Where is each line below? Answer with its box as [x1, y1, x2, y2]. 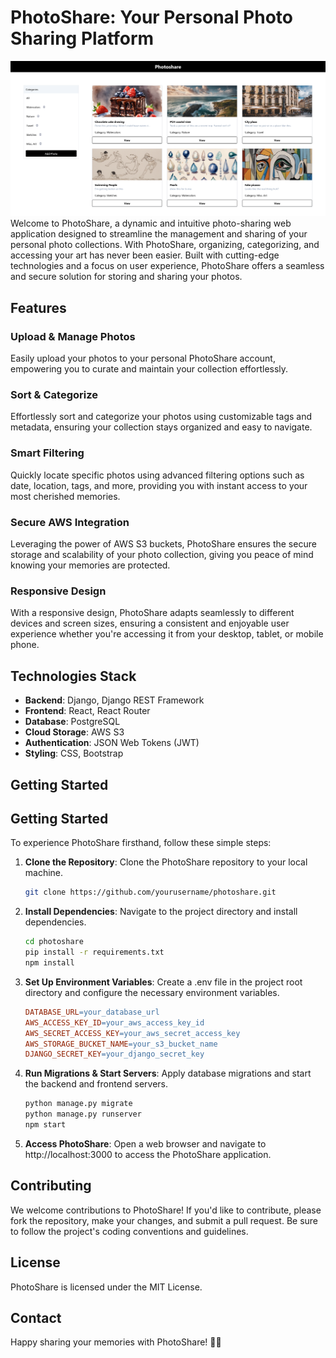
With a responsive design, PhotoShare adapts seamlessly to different [10, 607, 295, 619]
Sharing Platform [10, 27, 155, 50]
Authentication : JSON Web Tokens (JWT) [24, 737, 200, 749]
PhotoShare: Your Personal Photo [10, 6, 293, 29]
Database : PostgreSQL [24, 716, 121, 728]
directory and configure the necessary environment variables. [24, 986, 280, 998]
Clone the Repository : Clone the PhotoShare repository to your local [24, 856, 308, 868]
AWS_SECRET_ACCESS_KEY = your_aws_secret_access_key [24, 1028, 241, 1038]
